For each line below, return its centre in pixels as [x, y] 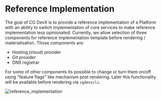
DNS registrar [26, 62]
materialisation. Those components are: [45, 42]
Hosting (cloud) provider [37, 52]
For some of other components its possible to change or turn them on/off [78, 71]
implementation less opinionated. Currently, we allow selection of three [76, 32]
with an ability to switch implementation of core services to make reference [80, 27]
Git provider [24, 57]
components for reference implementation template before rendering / [75, 38]
